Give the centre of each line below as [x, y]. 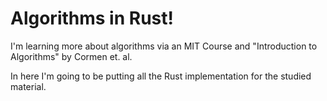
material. [28, 86]
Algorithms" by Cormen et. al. [71, 56]
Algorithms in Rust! [92, 18]
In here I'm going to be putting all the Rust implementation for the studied [161, 76]
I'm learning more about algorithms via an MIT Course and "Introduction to [164, 46]
